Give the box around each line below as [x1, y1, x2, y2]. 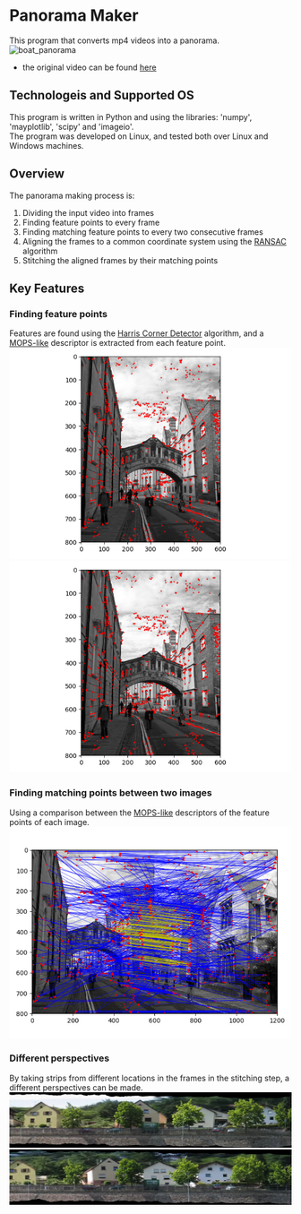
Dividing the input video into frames [21, 207, 155, 218]
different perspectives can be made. [9, 1081, 143, 1093]
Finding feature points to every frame [21, 217, 160, 228]
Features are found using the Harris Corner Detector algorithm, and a [9, 328, 264, 339]
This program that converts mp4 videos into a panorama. [9, 35, 219, 46]
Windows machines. [9, 140, 84, 151]
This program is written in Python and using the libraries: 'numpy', [9, 111, 253, 122]
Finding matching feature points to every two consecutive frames [21, 226, 264, 237]
